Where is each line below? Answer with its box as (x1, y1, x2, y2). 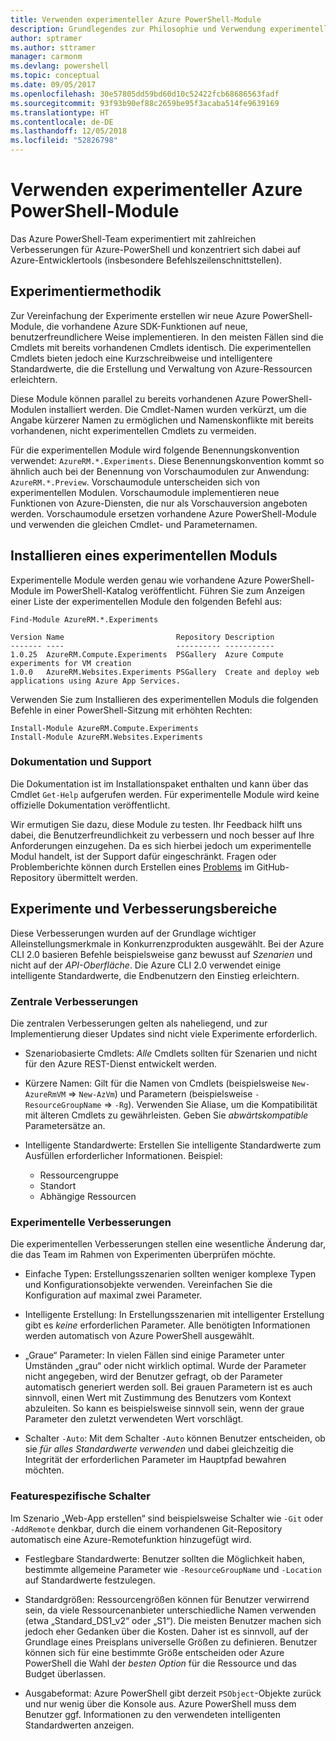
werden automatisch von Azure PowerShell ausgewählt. (24, 1330, 255, 1342)
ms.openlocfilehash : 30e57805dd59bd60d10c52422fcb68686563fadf (10, 89, 280, 99)
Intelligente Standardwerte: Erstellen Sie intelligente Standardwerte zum (24, 1139, 322, 1151)
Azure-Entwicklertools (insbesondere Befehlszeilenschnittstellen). (10, 254, 283, 266)
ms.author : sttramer (10, 42, 97, 53)
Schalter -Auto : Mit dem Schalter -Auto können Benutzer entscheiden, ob (24, 1432, 326, 1445)
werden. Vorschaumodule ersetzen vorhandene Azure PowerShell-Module (10, 507, 317, 520)
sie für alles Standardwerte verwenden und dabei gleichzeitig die (24, 1443, 294, 1455)
